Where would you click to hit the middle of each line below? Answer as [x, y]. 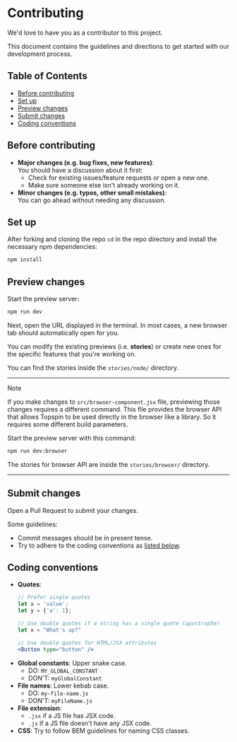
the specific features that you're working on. [72, 354]
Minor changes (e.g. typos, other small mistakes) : [92, 192]
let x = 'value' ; [43, 604]
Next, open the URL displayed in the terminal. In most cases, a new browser [117, 325]
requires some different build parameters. [68, 424]
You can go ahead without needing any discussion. [92, 200]
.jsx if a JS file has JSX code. [72, 715]
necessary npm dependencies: [52, 247]
